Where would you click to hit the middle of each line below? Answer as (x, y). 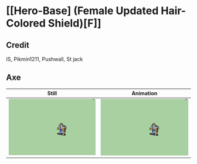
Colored (26, 23)
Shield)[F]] (74, 23)
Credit (18, 45)
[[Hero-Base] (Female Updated (82, 11)
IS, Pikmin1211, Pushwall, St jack (45, 59)
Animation (145, 93)
